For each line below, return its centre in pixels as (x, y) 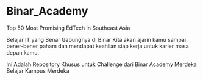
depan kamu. (23, 52)
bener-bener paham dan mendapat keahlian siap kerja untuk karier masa (98, 46)
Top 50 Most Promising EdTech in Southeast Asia (68, 28)
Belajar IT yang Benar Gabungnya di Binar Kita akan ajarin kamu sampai (96, 39)
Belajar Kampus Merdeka (38, 70)
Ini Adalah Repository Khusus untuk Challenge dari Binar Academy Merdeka (101, 64)
